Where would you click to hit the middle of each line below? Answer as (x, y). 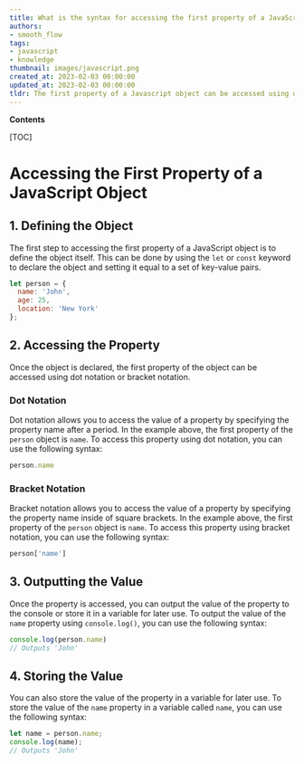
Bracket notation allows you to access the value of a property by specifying (150, 509)
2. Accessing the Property (85, 345)
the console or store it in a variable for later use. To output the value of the (148, 613)
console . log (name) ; (46, 742)
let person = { (38, 283)
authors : (26, 26)
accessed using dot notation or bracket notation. (100, 377)
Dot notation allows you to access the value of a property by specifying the (149, 420)
